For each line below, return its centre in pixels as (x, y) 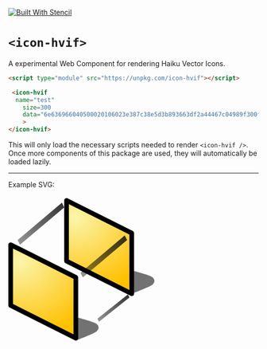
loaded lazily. (30, 162)
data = (32, 115)
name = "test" (35, 100)
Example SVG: (31, 185)
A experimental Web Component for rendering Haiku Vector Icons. (117, 63)
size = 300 (37, 108)
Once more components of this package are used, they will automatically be (133, 153)
